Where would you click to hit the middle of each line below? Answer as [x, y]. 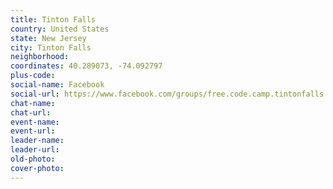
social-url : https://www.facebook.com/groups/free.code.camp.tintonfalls [167, 94]
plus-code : [33, 76]
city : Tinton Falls [51, 47]
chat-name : [33, 103]
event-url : [33, 131]
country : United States [60, 29]
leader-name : [37, 141]
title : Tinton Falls [53, 19]
